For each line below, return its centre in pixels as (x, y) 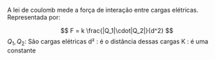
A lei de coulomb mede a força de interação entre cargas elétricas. (103, 10)
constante (22, 50)
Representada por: (34, 17)
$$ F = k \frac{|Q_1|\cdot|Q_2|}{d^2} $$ (117, 31)
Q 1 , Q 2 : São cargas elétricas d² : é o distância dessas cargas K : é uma (108, 42)
